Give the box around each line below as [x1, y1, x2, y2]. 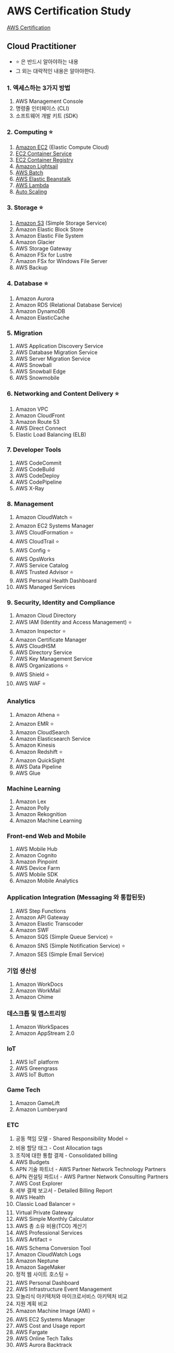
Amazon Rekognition [15, 811, 67, 818]
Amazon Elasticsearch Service [15, 735, 91, 742]
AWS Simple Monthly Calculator [15, 1215, 94, 1223]
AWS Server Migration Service [15, 355, 91, 362]
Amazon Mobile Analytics [15, 877, 78, 884]
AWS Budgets [15, 1159, 50, 1166]
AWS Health [15, 1194, 45, 1201]
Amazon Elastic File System [15, 232, 84, 239]
